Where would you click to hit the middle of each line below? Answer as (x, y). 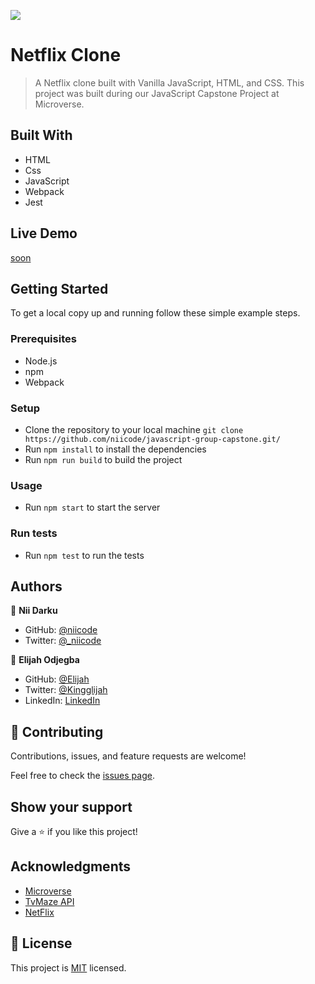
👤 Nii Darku (34, 611)
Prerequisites (43, 339)
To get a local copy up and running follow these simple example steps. (155, 313)
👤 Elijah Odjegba (45, 660)
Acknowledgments (71, 866)
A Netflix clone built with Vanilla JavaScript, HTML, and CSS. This (169, 82)
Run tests (34, 533)
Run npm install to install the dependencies (115, 449)
